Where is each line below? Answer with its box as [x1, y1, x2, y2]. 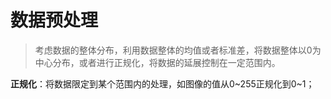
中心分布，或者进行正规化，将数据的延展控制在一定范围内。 [34, 56, 281, 68]
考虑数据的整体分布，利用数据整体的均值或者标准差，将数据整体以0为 [34, 44, 322, 56]
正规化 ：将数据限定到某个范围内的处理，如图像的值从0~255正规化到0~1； [10, 77, 315, 90]
